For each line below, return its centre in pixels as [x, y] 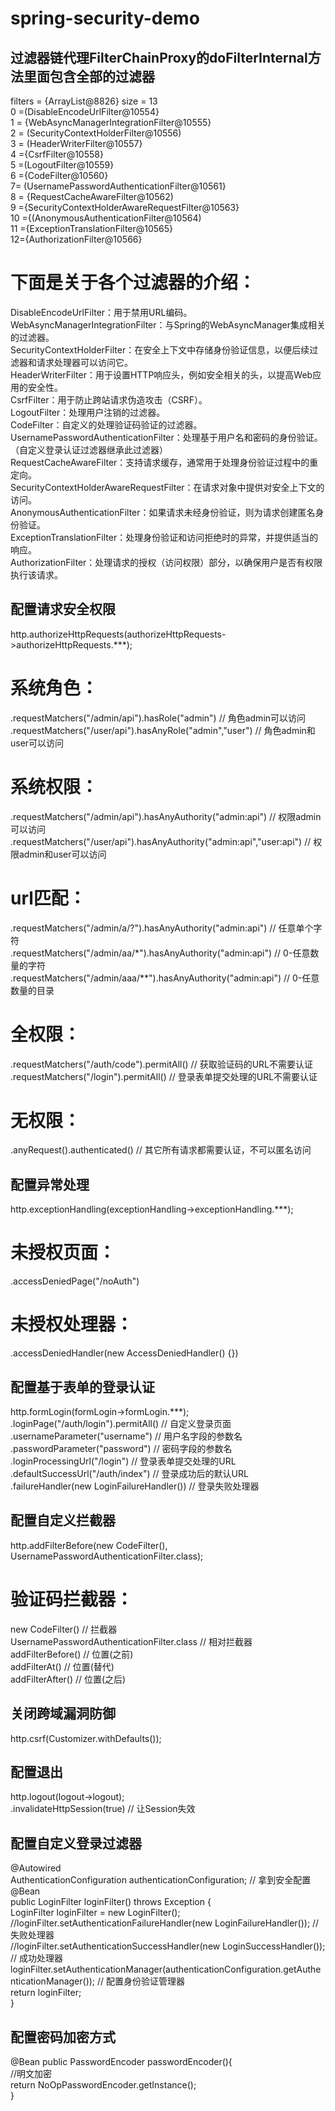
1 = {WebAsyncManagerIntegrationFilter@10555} [111, 122]
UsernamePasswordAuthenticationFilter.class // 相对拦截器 [131, 1641]
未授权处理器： [72, 1324]
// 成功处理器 [37, 1958]
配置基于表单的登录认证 [82, 1387]
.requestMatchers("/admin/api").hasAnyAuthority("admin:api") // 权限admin [166, 816]
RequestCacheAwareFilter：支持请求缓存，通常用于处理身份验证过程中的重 [164, 462]
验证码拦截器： [72, 1599]
